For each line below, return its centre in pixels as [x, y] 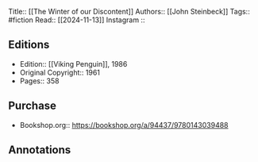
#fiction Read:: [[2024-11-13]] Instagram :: [77, 20]
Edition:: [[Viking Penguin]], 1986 [73, 64]
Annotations [40, 150]
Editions [29, 45]
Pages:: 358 [39, 81]
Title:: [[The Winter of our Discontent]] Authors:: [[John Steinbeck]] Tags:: [129, 12]
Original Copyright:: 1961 [60, 72]
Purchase [33, 106]
